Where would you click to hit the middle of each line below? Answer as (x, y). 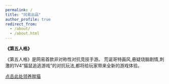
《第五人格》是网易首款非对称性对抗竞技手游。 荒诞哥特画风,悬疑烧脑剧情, (83, 59)
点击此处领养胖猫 (23, 76)
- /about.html (25, 33)
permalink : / (19, 10)
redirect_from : (21, 24)
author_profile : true (28, 19)
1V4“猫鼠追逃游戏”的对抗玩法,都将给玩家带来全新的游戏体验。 (78, 66)
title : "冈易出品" (23, 15)
